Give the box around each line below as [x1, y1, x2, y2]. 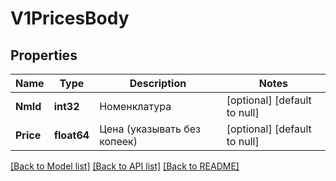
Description [129, 77, 187, 90]
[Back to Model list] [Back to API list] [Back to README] [10, 160, 240, 172]
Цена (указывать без [99, 122, 201, 136]
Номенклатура [99, 100, 172, 113]
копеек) [99, 135, 138, 148]
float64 [53, 128, 90, 142]
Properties [10, 47, 78, 64]
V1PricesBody [10, 7, 130, 30]
